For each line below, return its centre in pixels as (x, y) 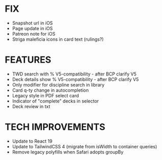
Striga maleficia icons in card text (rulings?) (58, 39)
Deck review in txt (31, 106)
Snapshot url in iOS (32, 23)
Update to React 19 (32, 141)
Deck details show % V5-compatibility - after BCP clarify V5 (75, 79)
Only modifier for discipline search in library (58, 85)
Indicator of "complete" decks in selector (55, 101)
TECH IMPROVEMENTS (55, 127)
